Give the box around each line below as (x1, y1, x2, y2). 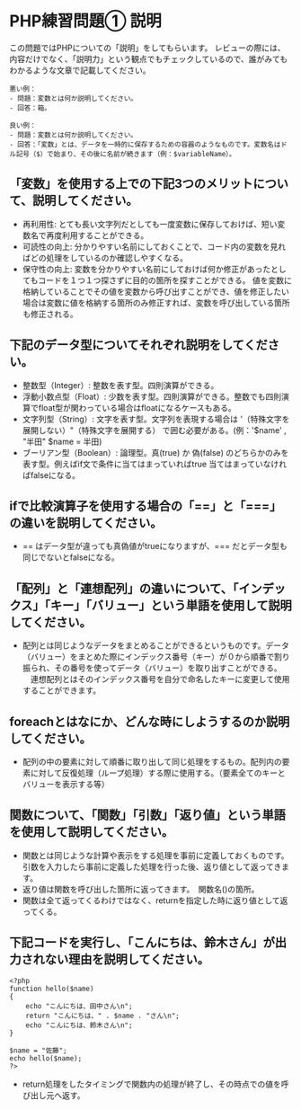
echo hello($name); (9, 1053, 83, 1063)
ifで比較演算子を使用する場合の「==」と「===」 (9, 498, 282, 513)
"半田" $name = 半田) (22, 436, 102, 447)
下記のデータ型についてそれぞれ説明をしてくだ (9, 337, 268, 353)
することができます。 (22, 685, 102, 696)
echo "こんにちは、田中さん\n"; (25, 1001, 133, 1010)
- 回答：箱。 (9, 103, 51, 112)
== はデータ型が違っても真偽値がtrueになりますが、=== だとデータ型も (22, 541, 288, 552)
